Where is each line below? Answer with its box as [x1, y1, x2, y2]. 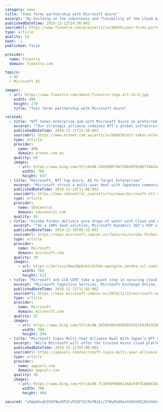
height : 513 [22, 273, 47, 278]
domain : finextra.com [9, 61, 53, 66]
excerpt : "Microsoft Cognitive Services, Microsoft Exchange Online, [14, 282, 158, 287]
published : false [5, 43, 40, 48]
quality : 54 [5, 35, 29, 39]
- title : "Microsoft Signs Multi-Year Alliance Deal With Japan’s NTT [9, 336, 155, 341]
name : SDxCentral [17, 205, 53, 210]
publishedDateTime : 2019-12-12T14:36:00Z [5, 20, 90, 26]
